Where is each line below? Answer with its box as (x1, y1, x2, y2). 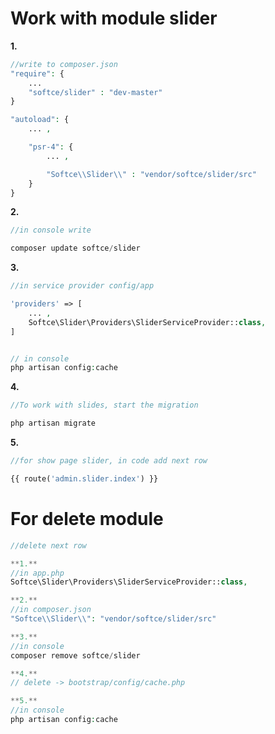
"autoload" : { (10, 115, 70, 125)
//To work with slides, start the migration (10, 400, 199, 411)
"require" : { (10, 68, 65, 79)
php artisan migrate (10, 418, 97, 429)
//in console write (10, 225, 92, 236)
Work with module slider (10, 7, 218, 30)
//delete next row (10, 540, 87, 551)
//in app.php (10, 568, 65, 578)
